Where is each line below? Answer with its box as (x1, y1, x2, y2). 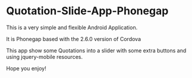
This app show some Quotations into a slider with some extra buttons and (6, 46, 187, 54)
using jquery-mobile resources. (6, 53, 83, 60)
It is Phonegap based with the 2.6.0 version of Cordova (6, 35, 141, 42)
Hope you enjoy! (6, 64, 46, 72)
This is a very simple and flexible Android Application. (6, 24, 138, 31)
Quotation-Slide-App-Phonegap (6, 4, 169, 18)
